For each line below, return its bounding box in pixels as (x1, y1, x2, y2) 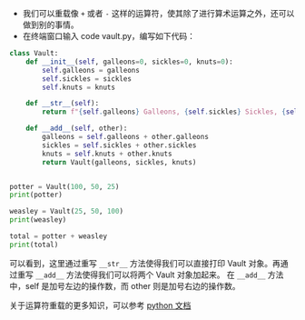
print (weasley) (9, 215, 67, 225)
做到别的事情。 (22, 19, 79, 30)
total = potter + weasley (9, 232, 107, 241)
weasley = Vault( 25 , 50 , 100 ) (9, 207, 124, 216)
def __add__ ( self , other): (25, 124, 128, 134)
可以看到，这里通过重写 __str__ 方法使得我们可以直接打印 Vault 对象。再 (9, 257, 281, 268)
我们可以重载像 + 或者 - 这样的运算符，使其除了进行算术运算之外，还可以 (22, 8, 295, 18)
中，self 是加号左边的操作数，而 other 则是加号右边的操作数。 (9, 280, 241, 291)
